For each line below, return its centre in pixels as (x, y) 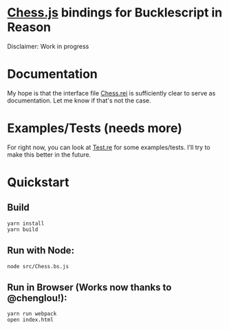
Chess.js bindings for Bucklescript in (115, 13)
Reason (29, 27)
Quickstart (39, 182)
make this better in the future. (49, 154)
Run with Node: (41, 251)
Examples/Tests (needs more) (95, 128)
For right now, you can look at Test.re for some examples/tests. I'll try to (109, 147)
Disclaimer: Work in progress (48, 46)
